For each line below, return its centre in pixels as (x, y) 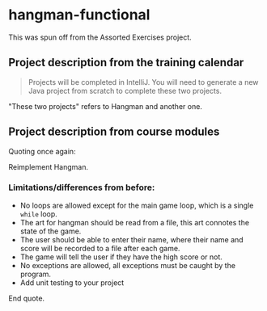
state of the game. (51, 231)
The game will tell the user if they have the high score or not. (121, 257)
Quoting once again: (42, 151)
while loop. (39, 214)
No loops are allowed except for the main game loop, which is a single (137, 205)
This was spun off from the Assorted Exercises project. (100, 37)
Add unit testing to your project (72, 282)
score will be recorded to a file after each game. (100, 248)
